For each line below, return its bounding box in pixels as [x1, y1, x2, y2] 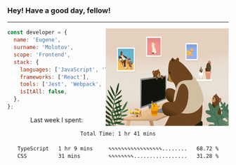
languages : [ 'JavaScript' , [20, 66, 99, 73]
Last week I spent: [30, 115, 83, 124]
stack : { [13, 58, 39, 65]
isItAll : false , [20, 88, 68, 95]
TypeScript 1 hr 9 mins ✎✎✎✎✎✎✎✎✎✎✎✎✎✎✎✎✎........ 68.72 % [17, 145, 219, 152]
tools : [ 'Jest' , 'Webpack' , [20, 81, 102, 88]
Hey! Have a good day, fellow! [7, 6, 111, 15]
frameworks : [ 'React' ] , [20, 73, 90, 81]
